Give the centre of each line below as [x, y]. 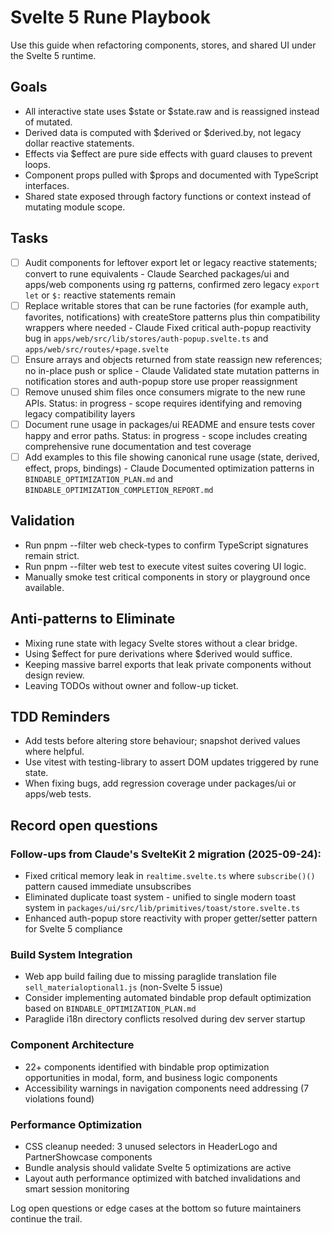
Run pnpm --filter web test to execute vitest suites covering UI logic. [165, 566]
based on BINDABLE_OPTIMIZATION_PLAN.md [110, 1008]
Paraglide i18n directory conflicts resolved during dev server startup [165, 1019]
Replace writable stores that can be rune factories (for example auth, [166, 305]
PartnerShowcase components [88, 1157]
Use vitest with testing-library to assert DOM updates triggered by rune [171, 762]
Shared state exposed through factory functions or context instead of [168, 196]
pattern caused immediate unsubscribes [108, 887]
